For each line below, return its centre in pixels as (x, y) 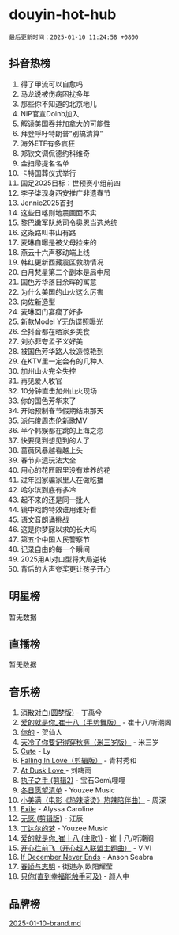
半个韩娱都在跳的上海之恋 (62, 430)
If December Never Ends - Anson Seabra (87, 857)
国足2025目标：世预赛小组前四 (71, 183)
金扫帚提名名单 (45, 163)
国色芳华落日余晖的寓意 (58, 282)
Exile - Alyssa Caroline (57, 809)
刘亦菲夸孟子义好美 (52, 341)
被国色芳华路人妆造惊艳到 (62, 351)
